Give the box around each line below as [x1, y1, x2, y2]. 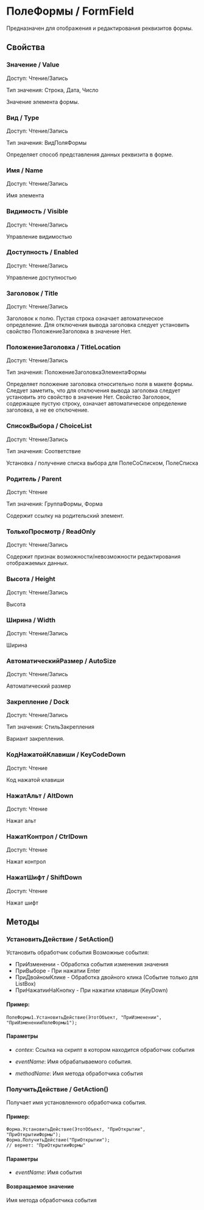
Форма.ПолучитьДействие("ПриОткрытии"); [6, 1137, 111, 1143]
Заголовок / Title [6, 289, 58, 297]
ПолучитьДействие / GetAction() [6, 1085, 108, 1093]
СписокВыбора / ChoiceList [6, 421, 93, 430]
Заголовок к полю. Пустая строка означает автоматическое [6, 315, 164, 322]
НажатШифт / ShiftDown [6, 873, 82, 882]
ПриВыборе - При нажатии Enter [15, 967, 100, 975]
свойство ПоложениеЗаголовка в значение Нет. [6, 328, 132, 335]
